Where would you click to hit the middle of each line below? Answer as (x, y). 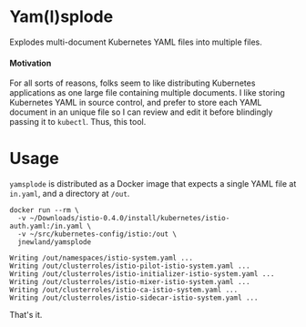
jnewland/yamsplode (55, 242)
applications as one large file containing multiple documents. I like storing (147, 93)
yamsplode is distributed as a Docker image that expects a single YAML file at (153, 184)
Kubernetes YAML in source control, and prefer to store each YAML (136, 103)
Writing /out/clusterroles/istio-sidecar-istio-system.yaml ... (134, 298)
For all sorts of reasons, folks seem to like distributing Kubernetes (133, 83)
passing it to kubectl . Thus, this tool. (78, 122)
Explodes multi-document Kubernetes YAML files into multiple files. (136, 42)
